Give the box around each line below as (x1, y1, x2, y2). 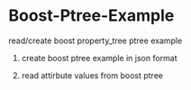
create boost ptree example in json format (21, 52, 177, 63)
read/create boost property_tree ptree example (8, 35, 183, 46)
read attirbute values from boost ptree (21, 69, 164, 81)
